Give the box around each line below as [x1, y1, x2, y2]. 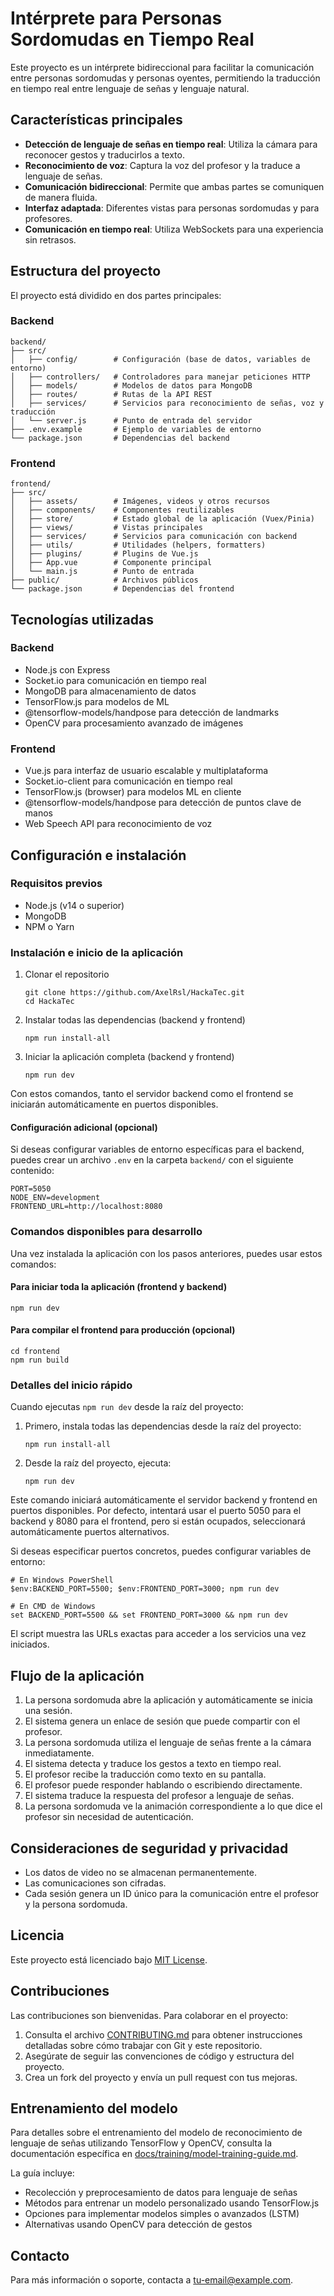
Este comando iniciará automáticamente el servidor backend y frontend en [10, 1494, 318, 1506]
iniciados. [10, 1638, 50, 1651]
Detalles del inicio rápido [10, 1378, 133, 1392]
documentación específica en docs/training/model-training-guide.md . [10, 2148, 299, 2160]
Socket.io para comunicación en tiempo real [24, 674, 207, 686]
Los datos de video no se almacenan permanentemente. [24, 1866, 257, 1878]
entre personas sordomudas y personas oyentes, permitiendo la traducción [10, 72, 321, 84]
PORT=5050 [10, 1184, 52, 1194]
